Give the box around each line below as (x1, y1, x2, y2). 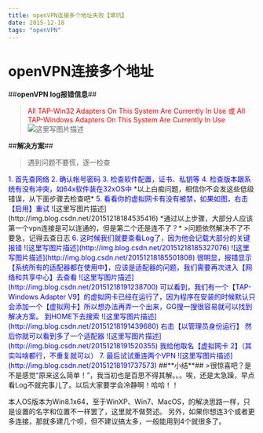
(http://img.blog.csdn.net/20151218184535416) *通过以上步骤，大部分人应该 (8, 213, 254, 224)
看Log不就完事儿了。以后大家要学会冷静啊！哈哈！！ (8, 380, 179, 390)
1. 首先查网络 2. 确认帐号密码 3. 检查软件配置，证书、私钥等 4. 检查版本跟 (8, 174, 245, 184)
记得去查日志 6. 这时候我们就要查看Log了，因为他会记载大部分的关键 (28, 233, 251, 243)
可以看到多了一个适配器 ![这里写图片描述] (28, 331, 163, 341)
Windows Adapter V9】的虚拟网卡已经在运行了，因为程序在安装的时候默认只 (8, 292, 256, 302)
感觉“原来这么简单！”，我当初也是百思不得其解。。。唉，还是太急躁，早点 (21, 370, 255, 380)
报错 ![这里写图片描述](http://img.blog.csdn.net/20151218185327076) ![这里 (8, 243, 250, 253)
